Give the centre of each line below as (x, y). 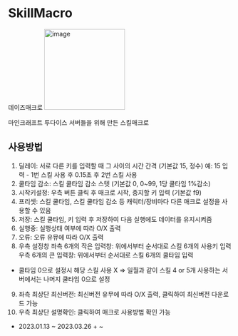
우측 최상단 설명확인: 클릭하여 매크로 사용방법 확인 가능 (94, 312)
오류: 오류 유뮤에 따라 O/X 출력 (61, 237)
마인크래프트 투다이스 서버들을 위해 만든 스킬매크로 (78, 122)
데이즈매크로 (26, 107)
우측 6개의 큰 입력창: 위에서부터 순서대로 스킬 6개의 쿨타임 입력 (106, 255)
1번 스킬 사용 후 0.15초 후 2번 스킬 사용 (84, 174)
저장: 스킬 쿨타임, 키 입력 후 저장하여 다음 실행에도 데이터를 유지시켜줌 (115, 219)
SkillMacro (41, 13)
